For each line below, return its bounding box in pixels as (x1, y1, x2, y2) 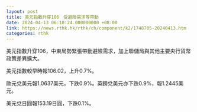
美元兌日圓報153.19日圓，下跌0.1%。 (6, 100, 95, 107)
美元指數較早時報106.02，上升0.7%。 (6, 67, 98, 74)
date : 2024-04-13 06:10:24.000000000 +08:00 (6, 19, 118, 25)
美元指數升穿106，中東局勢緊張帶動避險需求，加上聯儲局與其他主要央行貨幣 (6, 48, 191, 55)
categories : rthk (6, 31, 49, 37)
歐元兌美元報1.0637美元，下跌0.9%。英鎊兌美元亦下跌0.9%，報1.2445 (6, 80, 179, 87)
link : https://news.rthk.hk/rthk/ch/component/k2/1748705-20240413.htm (6, 25, 186, 31)
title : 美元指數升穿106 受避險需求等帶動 (6, 14, 99, 20)
